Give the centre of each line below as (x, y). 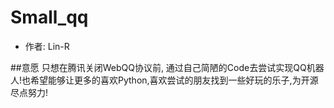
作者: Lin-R (47, 46)
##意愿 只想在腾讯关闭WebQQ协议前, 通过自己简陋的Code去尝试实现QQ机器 (167, 67)
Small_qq (49, 17)
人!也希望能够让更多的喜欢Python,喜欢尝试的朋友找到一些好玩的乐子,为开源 (164, 80)
